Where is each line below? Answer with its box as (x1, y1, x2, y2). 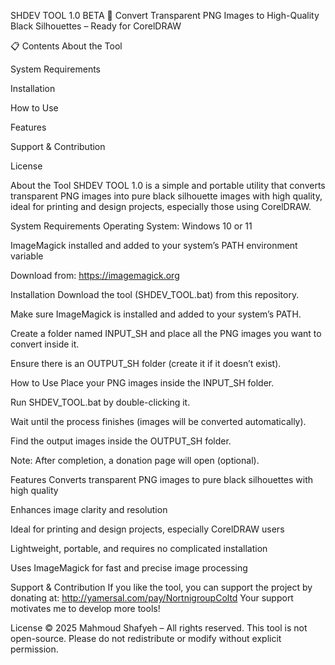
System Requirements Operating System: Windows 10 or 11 (10, 220, 253, 232)
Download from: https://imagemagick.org (10, 270, 180, 281)
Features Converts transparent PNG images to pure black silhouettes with (10, 474, 314, 485)
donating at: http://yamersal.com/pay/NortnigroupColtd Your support (10, 592, 294, 604)
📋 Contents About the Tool (10, 40, 123, 52)
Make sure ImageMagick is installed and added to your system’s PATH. (10, 308, 302, 320)
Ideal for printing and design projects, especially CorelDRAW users (10, 523, 285, 535)
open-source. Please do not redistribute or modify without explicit (10, 633, 282, 644)
